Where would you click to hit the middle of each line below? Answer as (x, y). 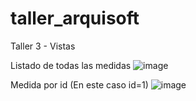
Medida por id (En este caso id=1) (79, 84)
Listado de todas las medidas (71, 65)
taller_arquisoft (75, 18)
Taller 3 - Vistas (43, 46)
